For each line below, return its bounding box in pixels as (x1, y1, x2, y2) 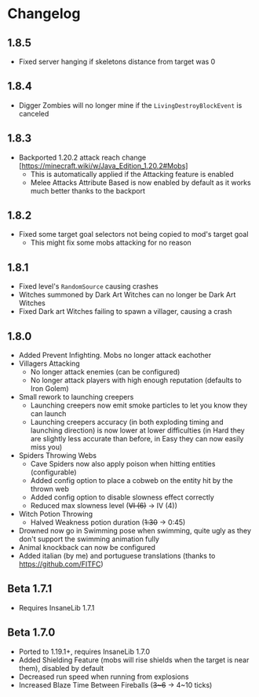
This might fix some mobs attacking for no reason (30, 238, 192, 248)
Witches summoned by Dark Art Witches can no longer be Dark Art (18, 290, 236, 300)
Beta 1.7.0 (7, 626, 56, 640)
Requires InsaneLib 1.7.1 (18, 603, 95, 612)
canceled (18, 109, 49, 118)
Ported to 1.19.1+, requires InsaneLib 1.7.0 (18, 647, 151, 656)
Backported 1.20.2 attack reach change (18, 153, 147, 162)
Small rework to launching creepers (18, 393, 134, 402)
